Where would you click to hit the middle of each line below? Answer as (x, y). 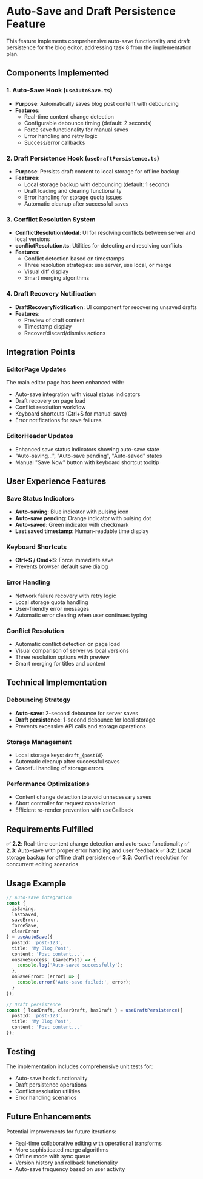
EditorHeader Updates (40, 436)
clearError (25, 931)
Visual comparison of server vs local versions (72, 651)
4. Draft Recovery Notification (51, 294)
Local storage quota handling (52, 602)
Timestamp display (48, 326)
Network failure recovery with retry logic (65, 596)
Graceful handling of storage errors (59, 768)
